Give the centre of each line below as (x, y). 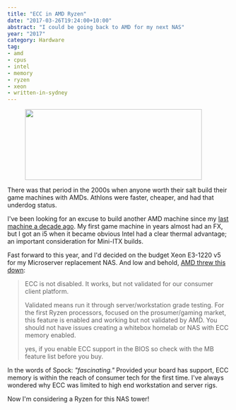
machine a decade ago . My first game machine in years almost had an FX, (115, 227)
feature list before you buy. (64, 357)
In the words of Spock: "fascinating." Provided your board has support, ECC (118, 370)
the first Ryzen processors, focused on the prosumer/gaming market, (125, 313)
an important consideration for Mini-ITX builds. (75, 241)
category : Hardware (36, 40)
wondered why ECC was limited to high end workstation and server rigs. (112, 385)
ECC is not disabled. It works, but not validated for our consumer (119, 284)
